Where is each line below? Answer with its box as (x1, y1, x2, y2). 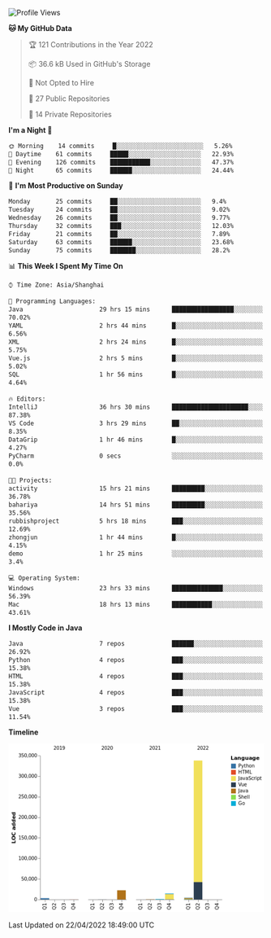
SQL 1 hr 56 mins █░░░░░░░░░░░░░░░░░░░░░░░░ (8, 370, 264, 379)
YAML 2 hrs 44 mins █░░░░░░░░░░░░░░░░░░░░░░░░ (8, 322, 264, 330)
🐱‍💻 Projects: (8, 476, 53, 484)
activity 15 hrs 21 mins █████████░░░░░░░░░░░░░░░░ (8, 484, 264, 493)
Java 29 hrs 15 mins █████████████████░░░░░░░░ (8, 305, 264, 313)
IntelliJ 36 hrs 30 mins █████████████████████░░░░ (8, 403, 264, 411)
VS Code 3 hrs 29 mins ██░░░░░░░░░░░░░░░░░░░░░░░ (8, 419, 264, 427)
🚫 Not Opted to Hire (28, 78, 95, 87)
